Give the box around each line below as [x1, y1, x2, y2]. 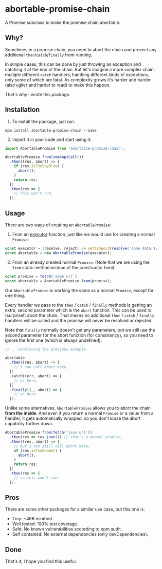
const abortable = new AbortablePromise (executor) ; [5, 250, 112, 255]
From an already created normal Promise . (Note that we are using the [12, 259, 150, 265]
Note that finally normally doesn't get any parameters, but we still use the [5, 327, 156, 333]
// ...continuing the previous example [5, 347, 86, 352]
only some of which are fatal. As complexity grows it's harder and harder [5, 77, 151, 82]
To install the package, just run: [12, 118, 75, 124]
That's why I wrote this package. [5, 91, 71, 97]
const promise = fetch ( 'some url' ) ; [5, 274, 79, 279]
